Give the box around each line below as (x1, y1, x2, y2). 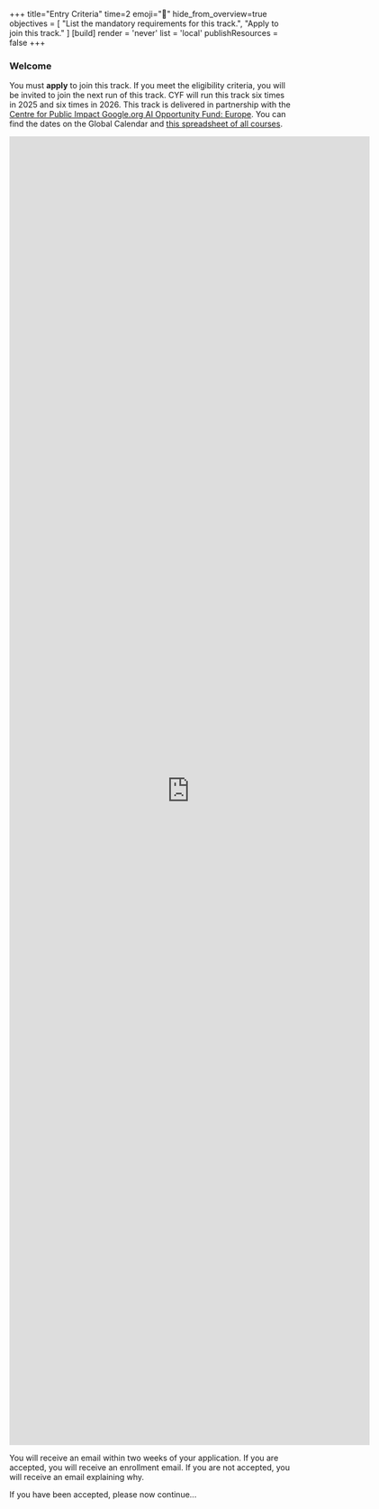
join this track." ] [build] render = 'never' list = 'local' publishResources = (9, 28, 279, 38)
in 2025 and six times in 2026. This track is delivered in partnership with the (9, 99, 291, 110)
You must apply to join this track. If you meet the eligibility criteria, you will (9, 80, 286, 91)
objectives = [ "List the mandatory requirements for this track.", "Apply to (9, 18, 279, 29)
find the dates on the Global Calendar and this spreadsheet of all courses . (9, 118, 284, 130)
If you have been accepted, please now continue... (9, 1489, 197, 1500)
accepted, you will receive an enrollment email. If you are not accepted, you (9, 1462, 291, 1473)
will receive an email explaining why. (9, 1472, 145, 1483)
